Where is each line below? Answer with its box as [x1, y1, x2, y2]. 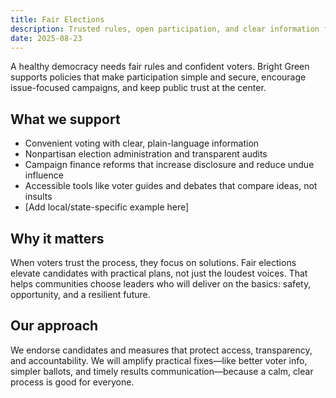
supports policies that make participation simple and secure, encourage [10, 71, 307, 83]
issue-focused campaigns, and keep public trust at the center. [10, 82, 267, 94]
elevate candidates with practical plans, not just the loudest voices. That [10, 267, 308, 279]
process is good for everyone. [10, 376, 135, 388]
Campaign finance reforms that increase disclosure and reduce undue [24, 159, 315, 171]
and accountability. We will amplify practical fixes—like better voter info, [10, 354, 308, 366]
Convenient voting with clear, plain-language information [24, 137, 260, 150]
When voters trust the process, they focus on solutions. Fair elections [10, 257, 297, 268]
